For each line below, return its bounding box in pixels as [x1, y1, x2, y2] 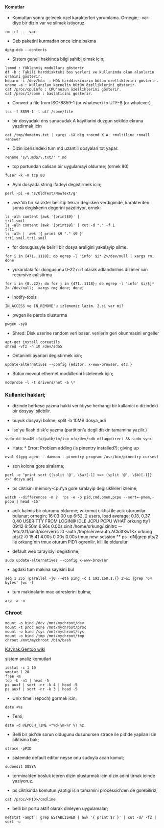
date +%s [5, 705, 23, 710]
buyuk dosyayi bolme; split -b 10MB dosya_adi [12, 417, 106, 423]
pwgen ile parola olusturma [12, 312, 68, 318]
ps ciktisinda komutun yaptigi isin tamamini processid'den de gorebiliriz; [12, 787, 158, 793]
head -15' [20, 499, 41, 504]
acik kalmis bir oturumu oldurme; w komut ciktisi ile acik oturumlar [12, 507, 146, 514]
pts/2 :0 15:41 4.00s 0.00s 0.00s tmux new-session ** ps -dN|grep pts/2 [12, 534, 158, 540]
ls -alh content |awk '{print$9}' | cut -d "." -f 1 [5, 223, 115, 228]
